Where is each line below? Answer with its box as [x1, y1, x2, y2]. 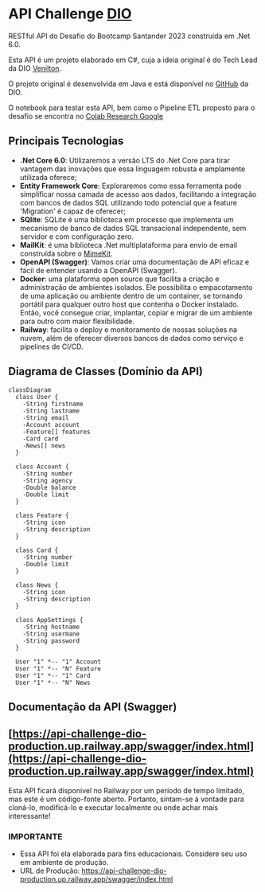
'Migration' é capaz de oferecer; [19, 206, 126, 216]
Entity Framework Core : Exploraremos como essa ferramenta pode [19, 181, 242, 190]
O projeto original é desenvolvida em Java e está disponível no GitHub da [8, 79, 249, 88]
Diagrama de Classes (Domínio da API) [8, 365, 203, 378]
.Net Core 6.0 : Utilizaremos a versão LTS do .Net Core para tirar [19, 155, 231, 165]
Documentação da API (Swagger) [8, 700, 177, 714]
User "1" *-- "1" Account [15, 658, 102, 666]
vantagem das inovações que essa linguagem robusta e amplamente [19, 164, 246, 174]
